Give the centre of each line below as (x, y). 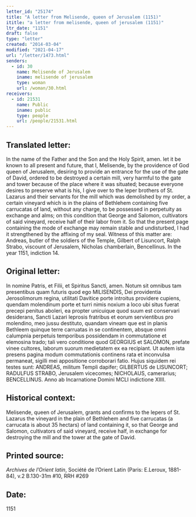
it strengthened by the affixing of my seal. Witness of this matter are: (89, 234)
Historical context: (41, 398)
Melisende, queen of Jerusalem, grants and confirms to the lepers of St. (93, 412)
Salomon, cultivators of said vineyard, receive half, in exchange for (87, 431)
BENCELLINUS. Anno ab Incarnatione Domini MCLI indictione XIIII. (86, 379)
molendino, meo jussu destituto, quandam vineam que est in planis (87, 323)
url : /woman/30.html (42, 88)
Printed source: (35, 455)
